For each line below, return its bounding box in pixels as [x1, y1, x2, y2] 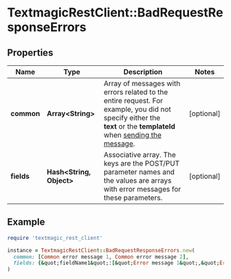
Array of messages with [103, 79, 181, 88]
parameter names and [103, 167, 175, 177]
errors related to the [103, 87, 168, 97]
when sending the [103, 131, 162, 139]
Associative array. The [103, 150, 177, 159]
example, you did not [103, 104, 172, 114]
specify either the [103, 113, 161, 122]
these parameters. [103, 193, 163, 202]
